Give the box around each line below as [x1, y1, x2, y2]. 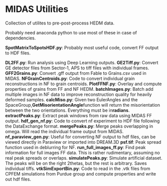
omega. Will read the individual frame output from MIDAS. [5, 128, 124, 134]
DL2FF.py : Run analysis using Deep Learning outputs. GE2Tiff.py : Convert [5, 59, 159, 65]
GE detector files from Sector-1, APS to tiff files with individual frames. [5, 65, 150, 71]
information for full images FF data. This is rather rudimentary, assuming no [5, 150, 161, 156]
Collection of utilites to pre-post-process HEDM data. [5, 20, 115, 26]
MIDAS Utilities [5, 3, 69, 15]
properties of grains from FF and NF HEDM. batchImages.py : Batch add [5, 86, 154, 92]
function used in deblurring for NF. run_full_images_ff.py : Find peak [5, 144, 146, 150]
